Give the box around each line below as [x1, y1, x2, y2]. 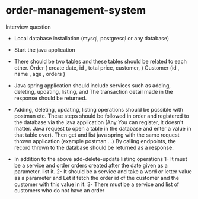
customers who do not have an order [14, 187, 105, 194]
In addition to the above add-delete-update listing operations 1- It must [14, 155, 187, 162]
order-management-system [5, 4, 146, 17]
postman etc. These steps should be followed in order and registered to [14, 112, 189, 119]
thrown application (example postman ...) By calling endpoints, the [14, 137, 176, 144]
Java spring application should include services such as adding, [14, 81, 171, 89]
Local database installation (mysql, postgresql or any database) [14, 34, 170, 42]
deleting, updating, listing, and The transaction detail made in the [14, 88, 173, 95]
